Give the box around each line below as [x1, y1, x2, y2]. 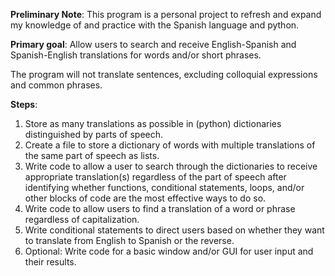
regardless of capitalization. [24, 214, 140, 225]
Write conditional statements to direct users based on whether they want [24, 224, 325, 236]
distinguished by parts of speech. [24, 129, 164, 140]
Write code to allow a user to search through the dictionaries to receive [24, 160, 318, 172]
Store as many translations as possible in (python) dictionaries [24, 118, 282, 129]
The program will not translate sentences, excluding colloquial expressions [10, 69, 318, 80]
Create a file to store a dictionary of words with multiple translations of [24, 139, 316, 151]
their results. [24, 256, 77, 268]
